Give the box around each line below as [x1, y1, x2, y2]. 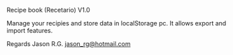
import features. [6, 27, 53, 34]
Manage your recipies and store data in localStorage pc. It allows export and [6, 19, 227, 27]
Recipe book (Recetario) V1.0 [6, 6, 90, 14]
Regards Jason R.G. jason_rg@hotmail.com [6, 40, 131, 47]
